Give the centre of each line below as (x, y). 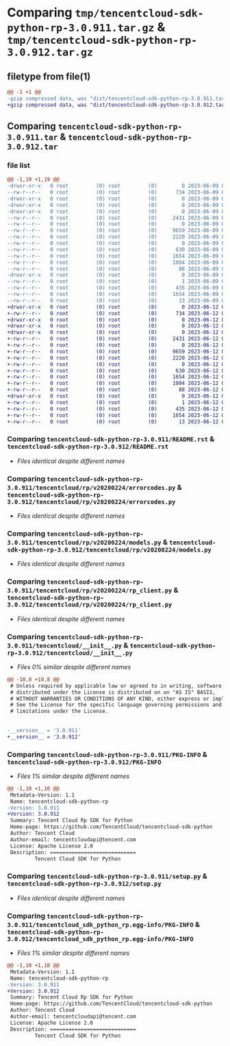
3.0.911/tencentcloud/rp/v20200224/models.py (85, 542)
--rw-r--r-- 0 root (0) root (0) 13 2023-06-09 (113, 300)
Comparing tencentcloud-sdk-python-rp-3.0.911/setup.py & (107, 876)
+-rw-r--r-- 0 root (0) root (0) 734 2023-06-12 (113, 313)
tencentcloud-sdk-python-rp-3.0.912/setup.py (85, 884)
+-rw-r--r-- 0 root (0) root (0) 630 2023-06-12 (113, 371)
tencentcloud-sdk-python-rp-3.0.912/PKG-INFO (85, 762)
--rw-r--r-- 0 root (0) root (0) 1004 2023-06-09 (113, 262)
